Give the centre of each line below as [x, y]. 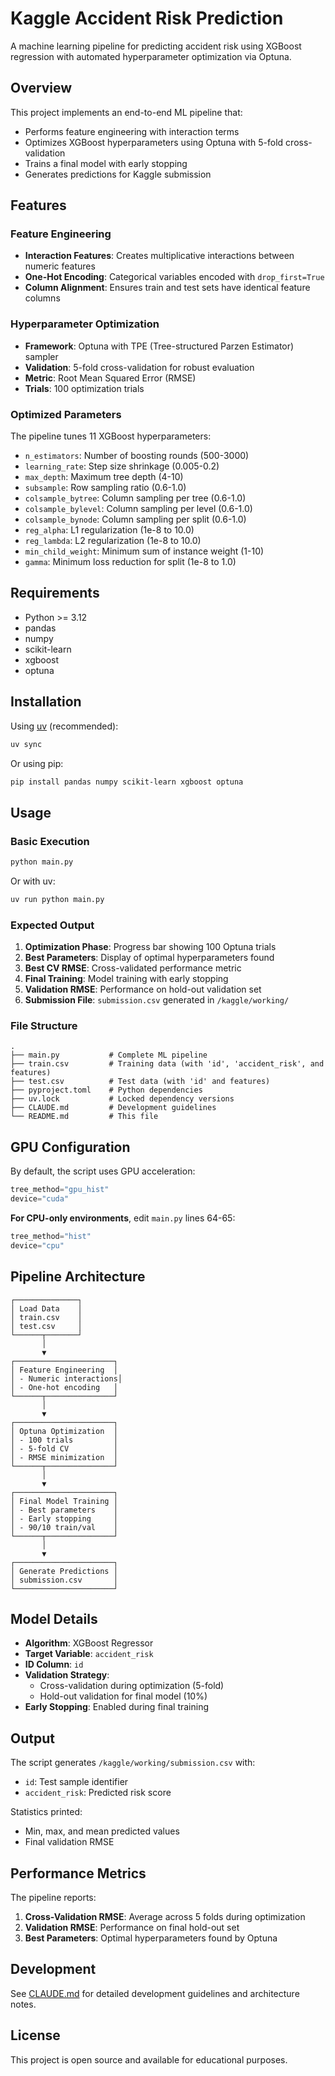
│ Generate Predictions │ [64, 1571]
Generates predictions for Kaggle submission [118, 174]
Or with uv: [33, 881]
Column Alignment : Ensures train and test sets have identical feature [167, 288]
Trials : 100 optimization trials [84, 388]
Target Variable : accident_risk [89, 1654]
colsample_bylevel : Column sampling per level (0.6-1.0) [138, 509]
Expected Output [52, 925]
